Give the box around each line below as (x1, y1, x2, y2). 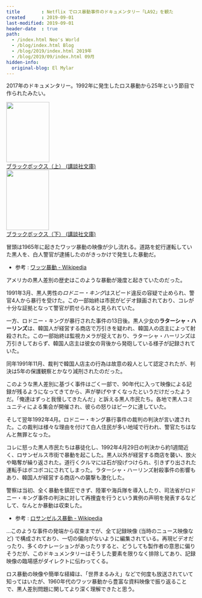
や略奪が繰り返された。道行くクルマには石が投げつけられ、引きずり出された (6, 459, 197, 466)
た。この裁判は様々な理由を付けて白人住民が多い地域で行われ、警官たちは (6, 423, 191, 431)
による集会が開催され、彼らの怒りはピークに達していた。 (27, 403, 170, 411)
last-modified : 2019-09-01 (6, 20, 74, 26)
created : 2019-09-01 (6, 14, 74, 20)
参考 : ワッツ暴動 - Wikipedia (14, 263, 87, 271)
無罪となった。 (16, 431, 54, 438)
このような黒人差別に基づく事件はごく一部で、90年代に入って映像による (6, 380, 187, 388)
